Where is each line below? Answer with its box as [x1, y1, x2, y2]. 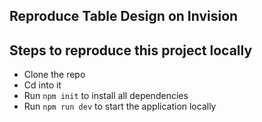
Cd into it [23, 79, 62, 91]
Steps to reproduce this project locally [9, 42, 253, 59]
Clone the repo [23, 69, 86, 81]
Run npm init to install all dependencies [23, 90, 189, 102]
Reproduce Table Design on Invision [9, 8, 239, 25]
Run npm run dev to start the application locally [23, 100, 217, 113]
